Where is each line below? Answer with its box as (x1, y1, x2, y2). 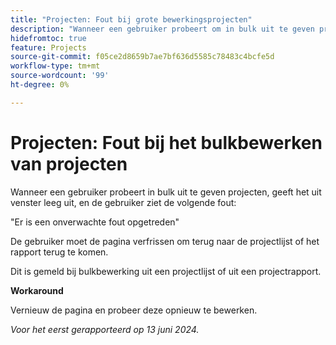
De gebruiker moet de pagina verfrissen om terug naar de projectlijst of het (10, 235, 320, 247)
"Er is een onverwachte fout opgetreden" (10, 216, 180, 228)
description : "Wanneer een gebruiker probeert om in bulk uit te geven (10, 24, 315, 34)
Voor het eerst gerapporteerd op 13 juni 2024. (10, 323, 200, 335)
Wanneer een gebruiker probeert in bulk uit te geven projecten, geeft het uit (10, 186, 322, 198)
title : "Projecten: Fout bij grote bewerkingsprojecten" (10, 14, 253, 25)
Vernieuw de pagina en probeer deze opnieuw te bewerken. (10, 304, 258, 316)
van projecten (10, 152, 128, 175)
